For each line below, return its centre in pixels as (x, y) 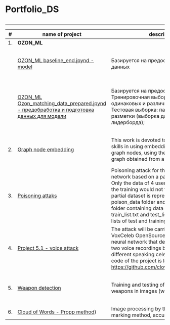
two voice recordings (136, 248)
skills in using (127, 146)
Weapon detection (39, 288)
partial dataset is (131, 196)
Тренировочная (131, 97)
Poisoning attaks (37, 196)
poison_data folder (133, 202)
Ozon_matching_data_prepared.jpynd (62, 103)
